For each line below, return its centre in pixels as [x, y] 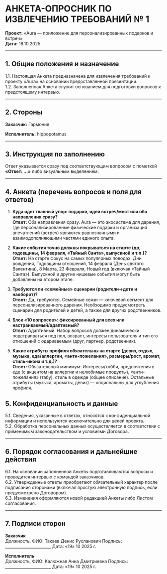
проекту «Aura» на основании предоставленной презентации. [71, 81]
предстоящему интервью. [33, 92]
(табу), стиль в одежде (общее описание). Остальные [97, 377]
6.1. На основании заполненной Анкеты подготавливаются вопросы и [79, 471]
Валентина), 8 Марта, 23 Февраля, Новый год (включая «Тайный [81, 269]
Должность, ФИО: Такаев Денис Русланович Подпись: [64, 541]
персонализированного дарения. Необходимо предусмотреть [79, 305]
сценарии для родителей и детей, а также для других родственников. [87, 310]
